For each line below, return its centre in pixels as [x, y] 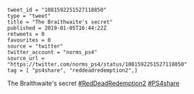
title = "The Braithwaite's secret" [60, 22]
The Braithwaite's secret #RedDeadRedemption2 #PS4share [94, 83]
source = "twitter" [35, 46]
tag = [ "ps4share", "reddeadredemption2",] [72, 70]
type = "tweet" [29, 16]
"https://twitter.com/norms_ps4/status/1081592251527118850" [97, 64]
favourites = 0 [29, 40]
